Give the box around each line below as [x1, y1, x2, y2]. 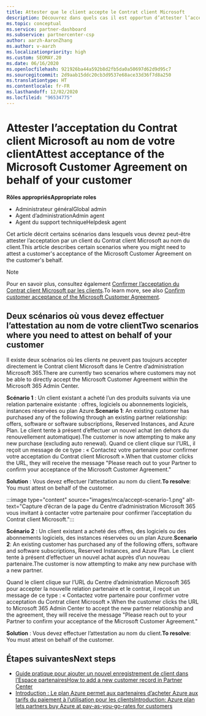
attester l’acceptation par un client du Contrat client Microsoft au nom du [6, 237, 190, 244]
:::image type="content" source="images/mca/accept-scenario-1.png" [6, 496, 185, 503]
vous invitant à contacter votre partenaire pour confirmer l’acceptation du [6, 509, 192, 516]
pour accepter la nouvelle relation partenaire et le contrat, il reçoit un [6, 585, 180, 592]
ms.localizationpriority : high [6, 49, 86, 55]
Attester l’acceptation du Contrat [6, 121, 178, 135]
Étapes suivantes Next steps [6, 653, 116, 664]
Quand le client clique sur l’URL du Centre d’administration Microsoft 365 [6, 578, 191, 586]
